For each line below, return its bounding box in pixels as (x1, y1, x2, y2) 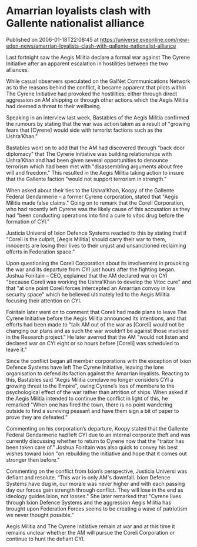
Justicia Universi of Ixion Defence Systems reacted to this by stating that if (6, 229, 187, 236)
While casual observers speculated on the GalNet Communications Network (6, 78, 191, 85)
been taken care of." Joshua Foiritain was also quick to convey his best (6, 443, 178, 451)
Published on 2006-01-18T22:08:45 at (6, 36, 99, 43)
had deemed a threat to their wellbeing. (6, 102, 102, 109)
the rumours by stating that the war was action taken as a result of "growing (6, 120, 191, 127)
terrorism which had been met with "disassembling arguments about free (6, 163, 183, 170)
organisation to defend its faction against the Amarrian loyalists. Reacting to (6, 369, 189, 377)
